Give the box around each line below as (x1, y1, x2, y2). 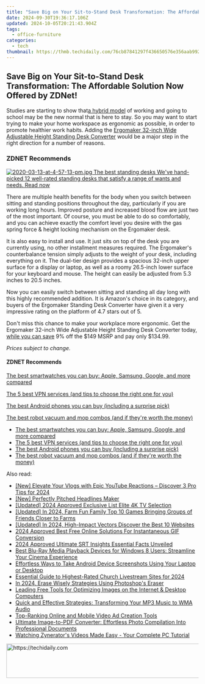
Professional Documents (15, 625, 77, 633)
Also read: (6, 470, 32, 477)
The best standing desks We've (93, 168, 173, 175)
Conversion (15, 534, 45, 542)
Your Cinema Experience (15, 554, 78, 561)
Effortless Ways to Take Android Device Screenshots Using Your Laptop (15, 560, 196, 567)
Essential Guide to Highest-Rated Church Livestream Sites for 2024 (15, 573, 185, 581)
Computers (15, 592, 44, 600)
